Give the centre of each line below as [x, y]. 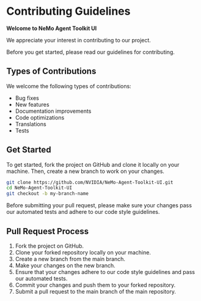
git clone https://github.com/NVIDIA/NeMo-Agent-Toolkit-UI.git [90, 182]
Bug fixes [27, 98]
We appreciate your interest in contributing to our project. [79, 40]
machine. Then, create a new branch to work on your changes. [86, 171]
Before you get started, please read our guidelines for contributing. [91, 52]
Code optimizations [40, 117]
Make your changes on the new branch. [65, 265]
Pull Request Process [48, 231]
